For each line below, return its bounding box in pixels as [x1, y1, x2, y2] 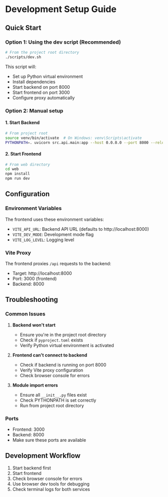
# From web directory [5, 162, 50, 167]
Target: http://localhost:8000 [12, 270, 72, 276]
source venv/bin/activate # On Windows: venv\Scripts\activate [5, 135, 142, 140]
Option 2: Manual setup [5, 107, 63, 114]
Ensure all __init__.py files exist [19, 392, 87, 398]
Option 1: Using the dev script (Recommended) [5, 39, 121, 46]
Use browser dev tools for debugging [12, 480, 90, 487]
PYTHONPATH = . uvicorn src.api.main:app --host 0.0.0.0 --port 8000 [5, 140, 149, 145]
